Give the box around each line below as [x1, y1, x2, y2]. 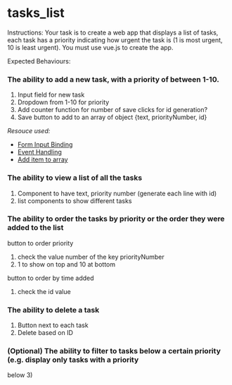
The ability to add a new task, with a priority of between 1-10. [7, 74, 219, 84]
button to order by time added [7, 274, 94, 282]
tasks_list [7, 5, 65, 21]
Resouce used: [7, 127, 51, 135]
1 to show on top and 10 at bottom [17, 259, 116, 269]
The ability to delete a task [7, 305, 100, 314]
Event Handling [17, 148, 62, 157]
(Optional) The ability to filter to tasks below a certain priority [7, 346, 221, 356]
